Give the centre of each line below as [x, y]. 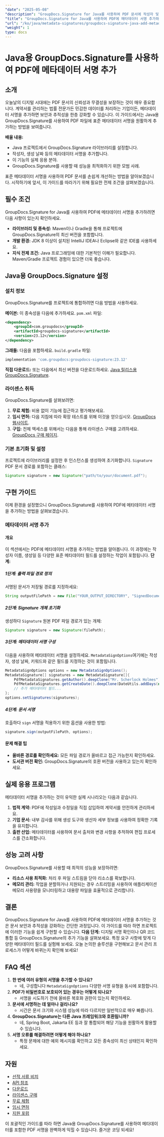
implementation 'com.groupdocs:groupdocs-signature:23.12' [66, 360]
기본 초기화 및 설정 [25, 449]
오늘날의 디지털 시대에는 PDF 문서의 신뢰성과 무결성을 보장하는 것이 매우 [74, 102]
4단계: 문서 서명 [20, 709]
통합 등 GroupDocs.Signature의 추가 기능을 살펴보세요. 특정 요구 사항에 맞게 [78, 938]
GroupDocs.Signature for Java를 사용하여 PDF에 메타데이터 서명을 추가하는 [78, 920]
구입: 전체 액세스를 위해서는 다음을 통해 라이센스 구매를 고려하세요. [75, 429]
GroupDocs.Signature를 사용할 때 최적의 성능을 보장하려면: [62, 867]
